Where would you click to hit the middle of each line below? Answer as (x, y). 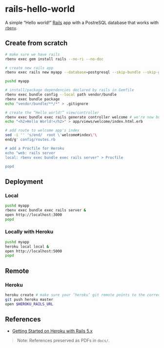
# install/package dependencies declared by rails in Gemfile (70, 90)
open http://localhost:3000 (34, 215)
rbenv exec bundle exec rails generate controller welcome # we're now (79, 117)
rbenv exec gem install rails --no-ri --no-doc (54, 59)
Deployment (24, 181)
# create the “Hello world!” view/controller (52, 113)
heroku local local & (27, 246)
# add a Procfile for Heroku (35, 148)
